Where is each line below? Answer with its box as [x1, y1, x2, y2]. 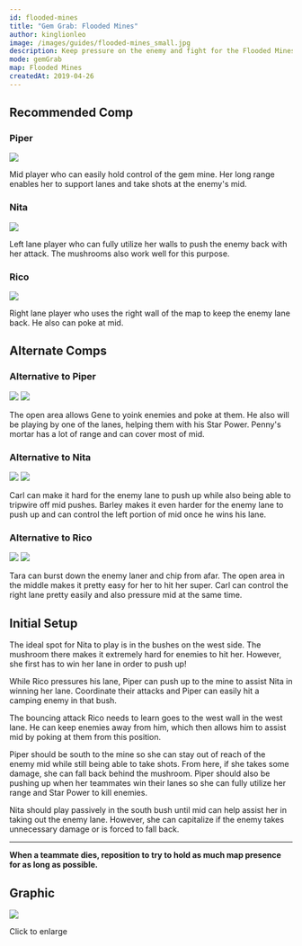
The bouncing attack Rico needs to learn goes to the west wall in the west [9, 712, 283, 724]
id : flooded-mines [9, 13, 78, 22]
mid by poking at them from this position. [9, 732, 162, 743]
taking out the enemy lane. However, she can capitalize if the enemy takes [9, 815, 285, 826]
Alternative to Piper [9, 370, 96, 383]
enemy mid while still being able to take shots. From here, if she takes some [9, 759, 289, 770]
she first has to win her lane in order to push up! [9, 658, 187, 670]
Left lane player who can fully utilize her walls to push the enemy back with [9, 238, 288, 249]
